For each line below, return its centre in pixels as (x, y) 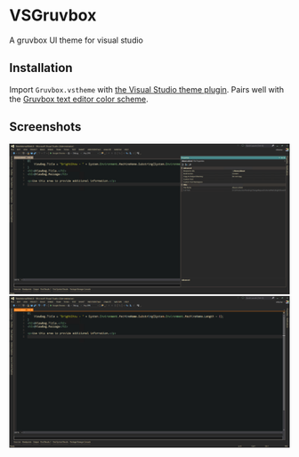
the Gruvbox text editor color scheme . (79, 99)
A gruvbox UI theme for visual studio (77, 40)
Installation (41, 68)
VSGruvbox (53, 16)
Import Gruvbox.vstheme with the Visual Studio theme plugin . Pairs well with (147, 89)
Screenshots (45, 127)
